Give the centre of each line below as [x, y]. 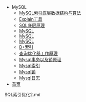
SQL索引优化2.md [23, 95]
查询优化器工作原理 [38, 53]
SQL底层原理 [32, 25]
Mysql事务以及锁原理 [40, 59]
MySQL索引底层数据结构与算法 [50, 13]
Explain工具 [31, 19]
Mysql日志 [29, 78]
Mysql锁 [27, 72]
